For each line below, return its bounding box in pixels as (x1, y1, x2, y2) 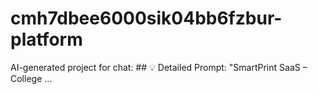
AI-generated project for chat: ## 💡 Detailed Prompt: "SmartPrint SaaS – (10, 61, 308, 73)
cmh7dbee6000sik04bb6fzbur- (10, 7, 283, 30)
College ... (10, 72, 53, 84)
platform (10, 28, 83, 51)
